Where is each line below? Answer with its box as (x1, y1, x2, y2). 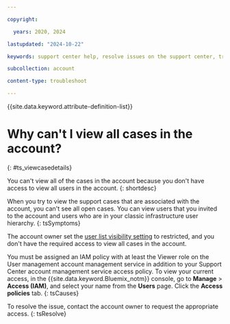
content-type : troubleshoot (7, 78, 88, 85)
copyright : (7, 16, 38, 23)
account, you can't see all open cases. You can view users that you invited (7, 204, 218, 213)
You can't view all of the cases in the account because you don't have (7, 176, 205, 185)
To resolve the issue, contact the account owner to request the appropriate (7, 302, 219, 310)
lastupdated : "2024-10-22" (7, 40, 84, 48)
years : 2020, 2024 (13, 28, 66, 35)
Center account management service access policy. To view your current (7, 267, 214, 275)
